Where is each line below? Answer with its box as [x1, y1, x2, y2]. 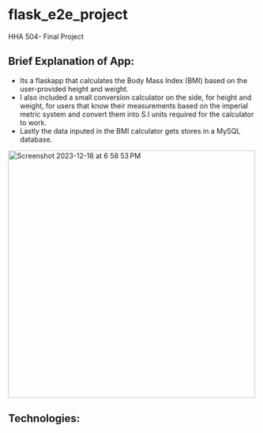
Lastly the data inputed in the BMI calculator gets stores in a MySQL [19, 126, 241, 135]
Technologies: [8, 412, 81, 425]
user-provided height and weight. [19, 84, 129, 93]
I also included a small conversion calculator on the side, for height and [19, 93, 252, 102]
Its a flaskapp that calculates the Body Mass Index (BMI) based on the [19, 75, 248, 85]
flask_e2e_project [8, 6, 129, 24]
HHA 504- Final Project [8, 32, 85, 41]
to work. [19, 117, 47, 127]
